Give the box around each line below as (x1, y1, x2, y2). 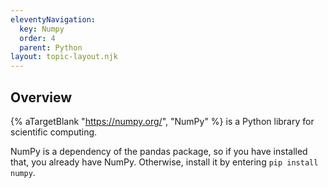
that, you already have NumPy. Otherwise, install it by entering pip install (10, 156, 319, 168)
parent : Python (19, 42, 83, 53)
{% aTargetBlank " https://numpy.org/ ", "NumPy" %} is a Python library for (10, 115, 315, 127)
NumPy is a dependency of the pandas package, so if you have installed (10, 145, 308, 157)
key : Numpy (19, 24, 65, 34)
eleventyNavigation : (10, 14, 97, 25)
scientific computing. (10, 126, 98, 138)
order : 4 (19, 33, 56, 43)
